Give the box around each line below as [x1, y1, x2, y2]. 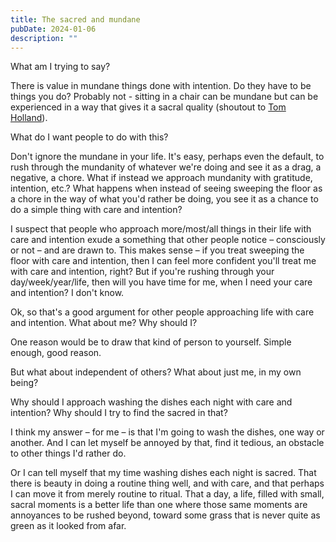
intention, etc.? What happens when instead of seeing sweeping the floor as [10, 182, 323, 195]
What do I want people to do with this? [10, 131, 169, 143]
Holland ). [10, 112, 48, 124]
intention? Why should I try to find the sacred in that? [10, 407, 228, 419]
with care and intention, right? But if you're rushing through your [10, 266, 275, 278]
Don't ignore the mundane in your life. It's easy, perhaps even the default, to [10, 151, 325, 163]
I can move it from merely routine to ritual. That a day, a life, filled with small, [10, 488, 325, 500]
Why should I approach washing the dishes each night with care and [10, 396, 293, 408]
